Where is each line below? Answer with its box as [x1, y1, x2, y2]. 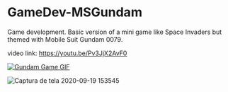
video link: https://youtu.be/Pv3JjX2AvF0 [7, 49, 127, 57]
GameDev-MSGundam [7, 4, 143, 21]
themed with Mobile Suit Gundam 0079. [7, 35, 123, 43]
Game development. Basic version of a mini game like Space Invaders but [7, 28, 222, 36]
